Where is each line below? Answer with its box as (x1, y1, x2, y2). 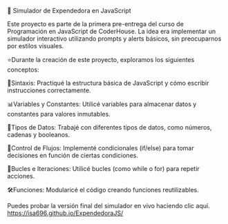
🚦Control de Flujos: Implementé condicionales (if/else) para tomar (7, 144, 195, 152)
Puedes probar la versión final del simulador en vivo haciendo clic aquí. (7, 202, 210, 210)
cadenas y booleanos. (7, 131, 70, 139)
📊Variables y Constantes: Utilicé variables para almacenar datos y (7, 100, 197, 108)
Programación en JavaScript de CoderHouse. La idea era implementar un (7, 28, 216, 35)
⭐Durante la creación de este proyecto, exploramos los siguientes (7, 56, 195, 63)
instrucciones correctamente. (7, 86, 91, 94)
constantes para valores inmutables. (7, 110, 111, 118)
